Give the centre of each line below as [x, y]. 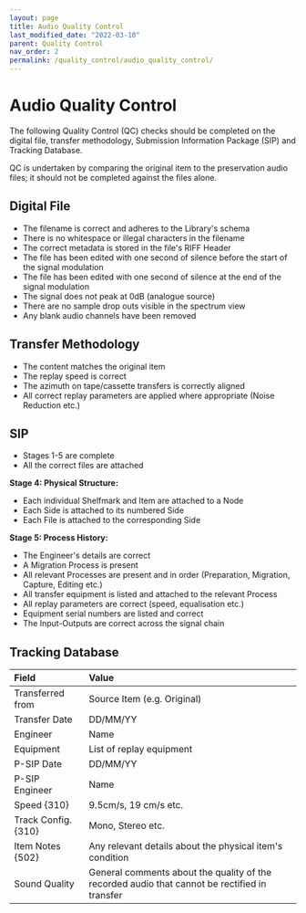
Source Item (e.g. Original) [145, 699]
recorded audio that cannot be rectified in [178, 884]
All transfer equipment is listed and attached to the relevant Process [150, 594]
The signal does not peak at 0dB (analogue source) [119, 296]
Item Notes [37, 846]
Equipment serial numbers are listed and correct [113, 614]
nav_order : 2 [34, 52]
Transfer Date [43, 719]
